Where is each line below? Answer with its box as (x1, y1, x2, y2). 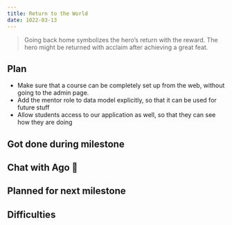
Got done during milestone (7, 138, 125, 150)
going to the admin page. (17, 89, 89, 97)
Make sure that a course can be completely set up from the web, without (17, 81, 225, 90)
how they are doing (17, 118, 73, 127)
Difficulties (7, 208, 56, 220)
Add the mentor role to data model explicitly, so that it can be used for (17, 96, 217, 105)
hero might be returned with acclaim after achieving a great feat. (24, 43, 208, 51)
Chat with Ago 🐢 (7, 162, 78, 174)
